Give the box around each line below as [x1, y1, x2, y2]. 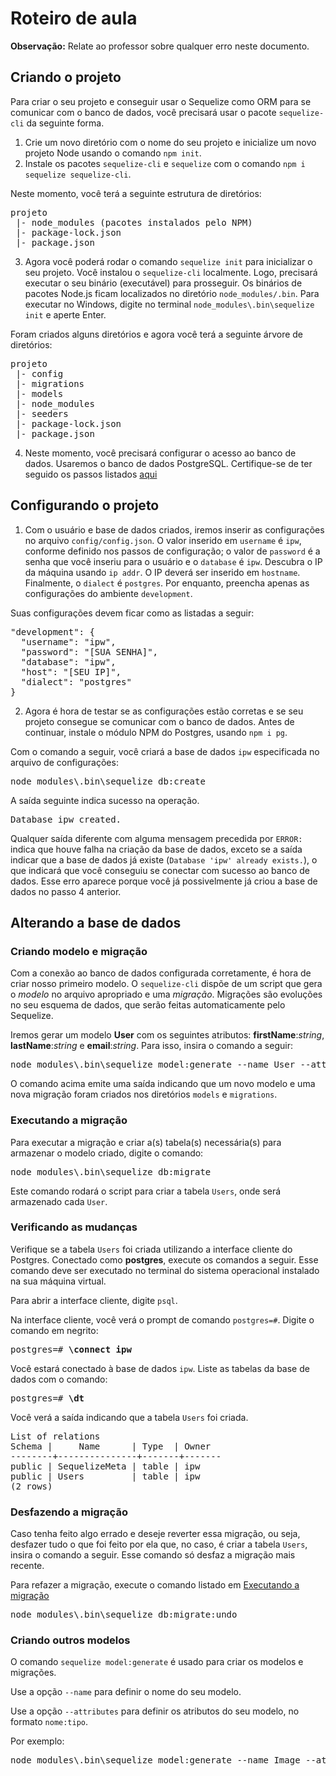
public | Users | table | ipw [10, 1470, 201, 1482]
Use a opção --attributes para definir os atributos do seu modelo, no [10, 1705, 300, 1717]
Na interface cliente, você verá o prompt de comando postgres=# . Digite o [10, 1313, 315, 1326]
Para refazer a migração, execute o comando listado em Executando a [10, 1579, 300, 1591]
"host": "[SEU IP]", [20, 666, 122, 677]
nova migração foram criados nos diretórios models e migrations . [10, 1088, 278, 1101]
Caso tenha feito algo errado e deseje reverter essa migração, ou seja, [10, 1528, 301, 1540]
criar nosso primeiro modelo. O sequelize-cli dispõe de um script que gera [10, 978, 323, 990]
